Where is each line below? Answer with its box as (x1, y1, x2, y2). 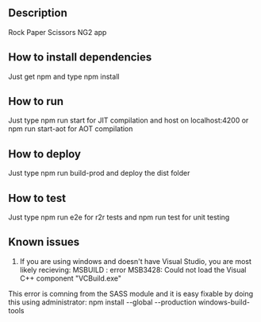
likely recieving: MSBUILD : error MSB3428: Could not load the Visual (19, 265, 247, 274)
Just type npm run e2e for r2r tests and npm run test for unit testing (8, 212, 230, 222)
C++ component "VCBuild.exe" (19, 274, 121, 283)
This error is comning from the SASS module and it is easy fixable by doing (8, 289, 254, 298)
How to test (8, 191, 66, 205)
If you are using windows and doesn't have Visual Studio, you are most (19, 256, 252, 266)
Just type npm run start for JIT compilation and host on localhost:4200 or (8, 115, 249, 126)
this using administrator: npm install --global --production (8, 297, 197, 307)
